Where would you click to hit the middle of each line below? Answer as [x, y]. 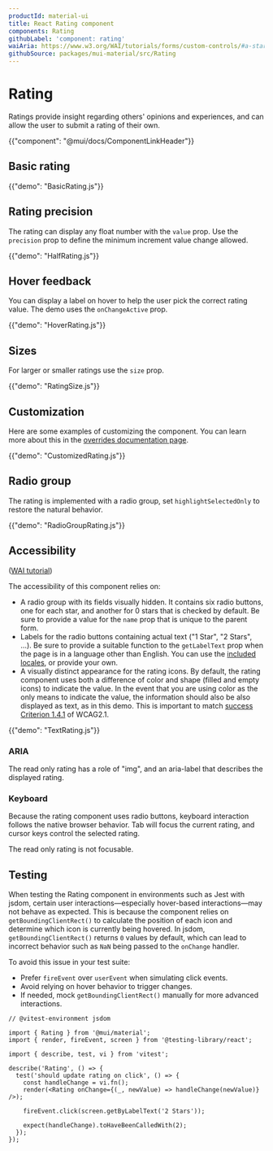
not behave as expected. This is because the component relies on [119, 912]
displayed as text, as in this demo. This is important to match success [136, 705]
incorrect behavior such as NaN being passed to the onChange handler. [124, 946]
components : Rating [41, 31]
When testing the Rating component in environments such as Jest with [127, 895]
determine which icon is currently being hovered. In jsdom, [107, 929]
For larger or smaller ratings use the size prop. [87, 370]
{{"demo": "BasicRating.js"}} [56, 186]
